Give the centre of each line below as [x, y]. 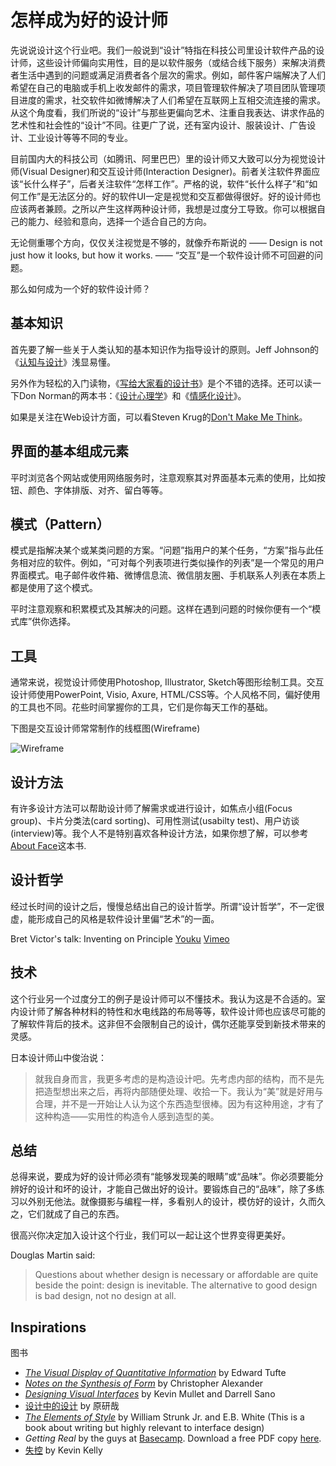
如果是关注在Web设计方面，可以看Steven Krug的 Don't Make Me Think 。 [159, 417]
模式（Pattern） [60, 524]
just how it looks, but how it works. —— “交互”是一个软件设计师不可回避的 [162, 255]
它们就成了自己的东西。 [76, 1214]
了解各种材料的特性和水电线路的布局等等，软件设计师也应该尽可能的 [185, 1011]
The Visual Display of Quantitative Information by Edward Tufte [155, 1373]
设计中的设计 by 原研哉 [72, 1406]
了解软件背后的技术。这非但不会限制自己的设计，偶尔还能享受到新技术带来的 [168, 1023]
